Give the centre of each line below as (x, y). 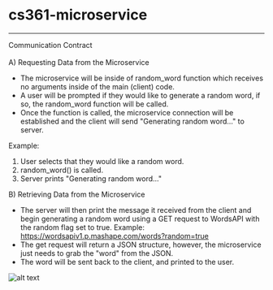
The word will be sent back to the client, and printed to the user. (127, 262)
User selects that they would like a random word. (102, 161)
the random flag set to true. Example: (82, 227)
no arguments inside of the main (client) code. (97, 86)
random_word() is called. (62, 170)
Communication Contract (50, 45)
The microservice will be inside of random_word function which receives (142, 78)
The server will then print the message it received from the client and (136, 210)
